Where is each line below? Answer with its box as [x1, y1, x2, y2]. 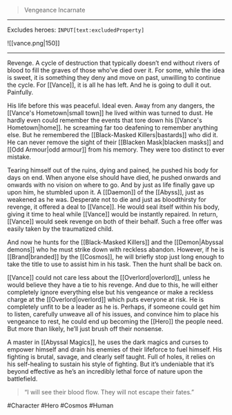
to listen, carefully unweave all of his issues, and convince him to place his [7, 310, 219, 318]
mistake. [7, 153, 32, 161]
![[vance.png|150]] [7, 39, 60, 47]
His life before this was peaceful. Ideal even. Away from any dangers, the [7, 101, 215, 110]
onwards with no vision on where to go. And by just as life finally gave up [7, 181, 215, 189]
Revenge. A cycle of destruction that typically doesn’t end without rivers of [7, 59, 220, 67]
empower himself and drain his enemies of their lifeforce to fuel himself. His [7, 345, 222, 354]
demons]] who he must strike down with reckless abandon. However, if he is [7, 245, 224, 254]
